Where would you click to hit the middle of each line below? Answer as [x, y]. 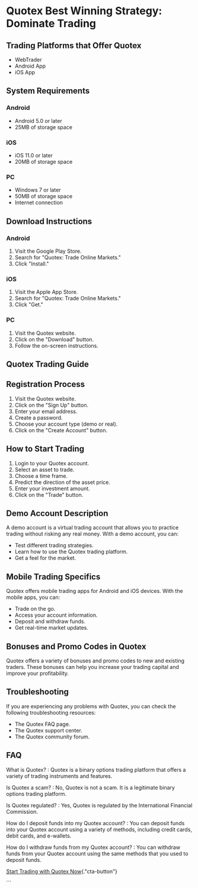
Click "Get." [29, 305]
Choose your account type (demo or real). [66, 424]
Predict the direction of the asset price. [63, 482]
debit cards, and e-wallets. [39, 836]
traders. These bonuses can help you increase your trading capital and [92, 667]
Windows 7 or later [38, 190]
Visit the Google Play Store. [48, 251]
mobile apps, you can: [33, 597]
